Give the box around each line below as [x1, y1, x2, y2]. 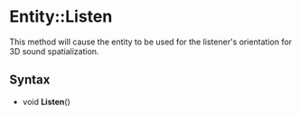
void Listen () [22, 96, 70, 107]
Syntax [9, 72, 51, 88]
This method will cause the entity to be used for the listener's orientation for [9, 36, 292, 47]
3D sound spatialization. [9, 45, 99, 56]
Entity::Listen [9, 6, 113, 27]
